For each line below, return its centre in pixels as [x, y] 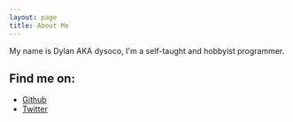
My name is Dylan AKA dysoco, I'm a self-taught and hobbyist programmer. [147, 50]
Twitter [35, 109]
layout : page [33, 17]
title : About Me [39, 26]
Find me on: [42, 78]
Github [34, 100]
